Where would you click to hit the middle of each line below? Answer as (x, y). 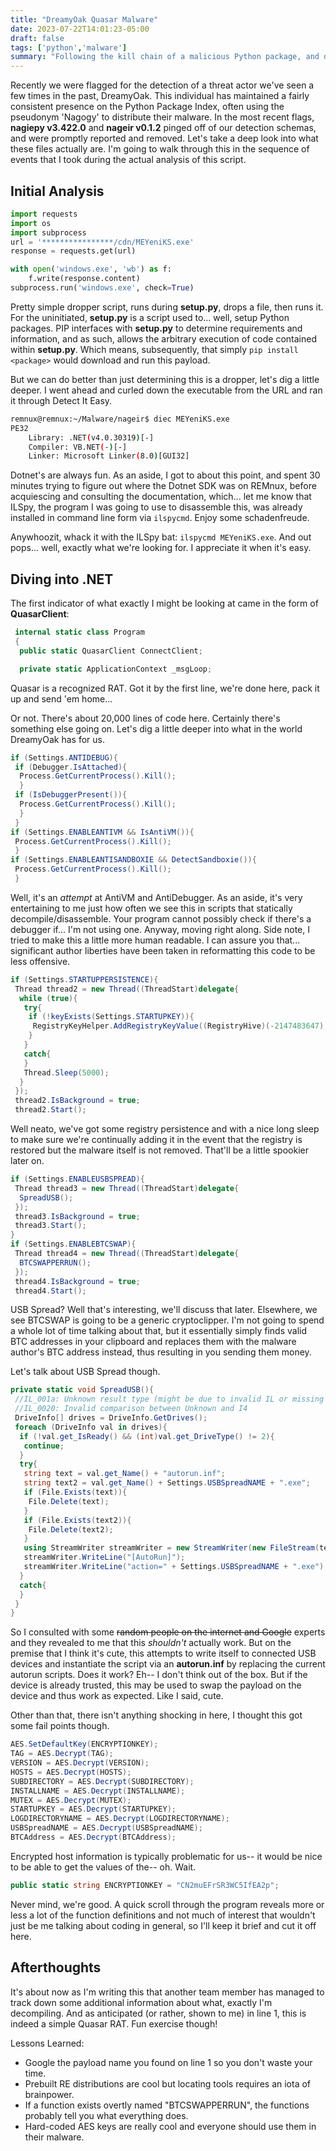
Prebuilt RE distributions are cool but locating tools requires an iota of (168, 2083)
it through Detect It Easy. (61, 400)
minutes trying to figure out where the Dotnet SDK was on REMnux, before (163, 486)
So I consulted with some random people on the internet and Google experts (168, 1632)
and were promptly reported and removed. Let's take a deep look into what (164, 138)
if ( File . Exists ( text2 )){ (77, 1520)
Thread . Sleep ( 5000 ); (66, 1072)
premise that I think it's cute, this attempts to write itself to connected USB (163, 1653)
